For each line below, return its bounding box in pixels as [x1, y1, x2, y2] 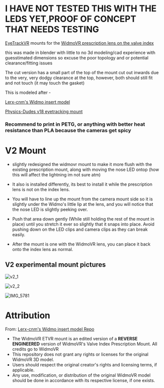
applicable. [12, 367, 35, 373]
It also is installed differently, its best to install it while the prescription [12, 181, 153, 187]
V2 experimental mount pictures [5, 261, 106, 269]
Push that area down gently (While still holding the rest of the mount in [12, 216, 154, 222]
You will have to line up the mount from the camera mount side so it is [12, 196, 153, 202]
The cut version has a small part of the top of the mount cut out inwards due [5, 69, 159, 75]
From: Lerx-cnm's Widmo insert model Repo [5, 326, 94, 332]
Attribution [5, 310, 50, 321]
